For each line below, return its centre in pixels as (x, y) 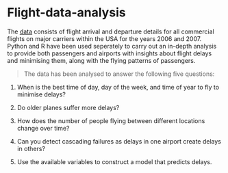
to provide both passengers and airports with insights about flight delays (110, 53)
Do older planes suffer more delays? (68, 107)
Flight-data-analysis (66, 13)
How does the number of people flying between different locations (111, 120)
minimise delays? (41, 94)
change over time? (43, 128)
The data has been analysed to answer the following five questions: (119, 74)
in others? (31, 148)
